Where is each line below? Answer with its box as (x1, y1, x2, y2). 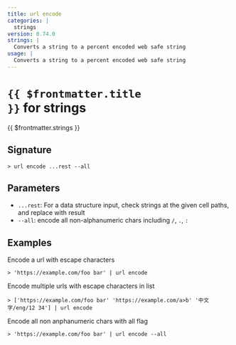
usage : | (7, 51, 33, 58)
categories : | (7, 17, 50, 24)
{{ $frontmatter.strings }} (7, 123, 80, 132)
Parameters (7, 182, 60, 194)
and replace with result (17, 208, 85, 217)
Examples (7, 236, 52, 249)
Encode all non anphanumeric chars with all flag (7, 317, 148, 326)
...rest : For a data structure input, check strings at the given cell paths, (17, 201, 230, 210)
